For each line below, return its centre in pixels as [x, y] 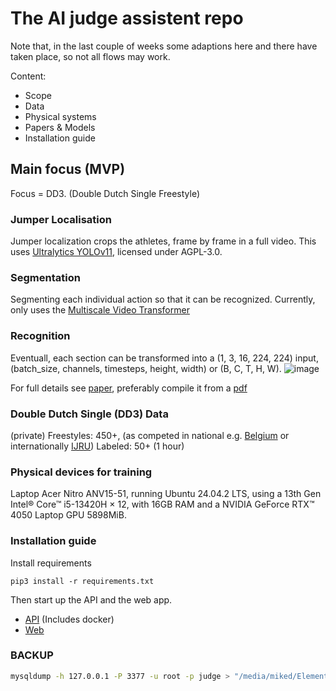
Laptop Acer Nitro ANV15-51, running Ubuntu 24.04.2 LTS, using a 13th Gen [166, 494]
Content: [28, 76]
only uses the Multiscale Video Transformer [100, 310]
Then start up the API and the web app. [91, 599]
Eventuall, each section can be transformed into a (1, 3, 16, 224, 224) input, [164, 358]
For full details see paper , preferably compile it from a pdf [129, 388]
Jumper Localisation [61, 219]
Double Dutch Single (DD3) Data [89, 414]
